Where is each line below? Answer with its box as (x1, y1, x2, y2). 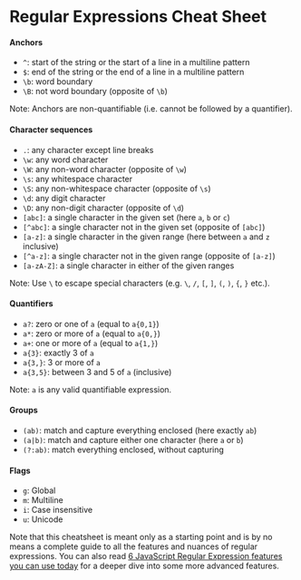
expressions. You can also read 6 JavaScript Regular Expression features (9, 551, 283, 562)
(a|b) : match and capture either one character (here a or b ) (22, 435, 244, 445)
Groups (9, 405, 38, 416)
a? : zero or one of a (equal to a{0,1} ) (22, 318, 160, 329)
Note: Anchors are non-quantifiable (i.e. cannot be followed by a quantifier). (9, 103, 293, 114)
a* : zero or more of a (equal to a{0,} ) (22, 328, 161, 339)
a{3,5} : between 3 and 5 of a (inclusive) (22, 366, 172, 377)
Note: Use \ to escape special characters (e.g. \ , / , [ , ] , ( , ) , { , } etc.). (9, 277, 270, 288)
